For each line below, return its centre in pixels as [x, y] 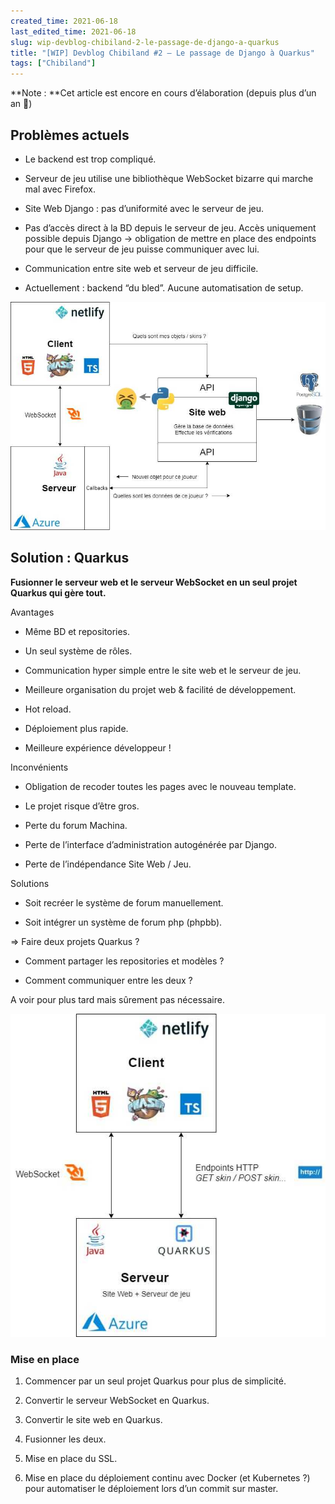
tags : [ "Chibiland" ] [53, 63]
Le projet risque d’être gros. [82, 806]
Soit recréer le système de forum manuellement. [124, 902]
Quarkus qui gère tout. [58, 592]
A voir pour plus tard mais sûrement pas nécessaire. [117, 999]
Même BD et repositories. [77, 631]
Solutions [30, 883]
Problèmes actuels [70, 135]
